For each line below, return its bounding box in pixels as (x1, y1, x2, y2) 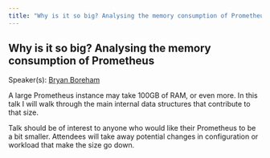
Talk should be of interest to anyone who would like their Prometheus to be (8, 124, 256, 133)
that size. (8, 107, 39, 117)
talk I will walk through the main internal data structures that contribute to (8, 99, 251, 109)
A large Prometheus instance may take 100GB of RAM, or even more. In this (8, 91, 259, 100)
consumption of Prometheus (8, 54, 155, 68)
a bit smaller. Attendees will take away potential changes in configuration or (8, 132, 259, 141)
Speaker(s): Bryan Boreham (8, 75, 100, 85)
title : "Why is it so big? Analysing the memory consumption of (8, 11, 228, 20)
